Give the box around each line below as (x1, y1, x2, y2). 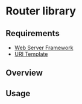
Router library (5, 4, 77, 18)
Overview (5, 68, 43, 78)
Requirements (5, 28, 60, 38)
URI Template (14, 50, 48, 58)
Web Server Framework (14, 44, 74, 51)
